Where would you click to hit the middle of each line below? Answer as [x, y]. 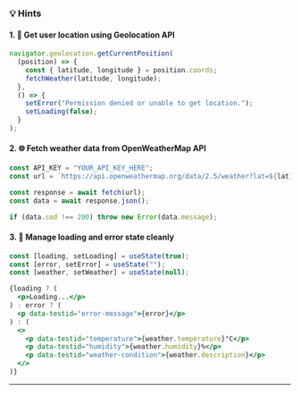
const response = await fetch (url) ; [77, 192]
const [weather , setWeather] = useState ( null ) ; [100, 272]
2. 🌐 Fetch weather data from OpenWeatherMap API [108, 148]
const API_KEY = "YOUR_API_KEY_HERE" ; [81, 168]
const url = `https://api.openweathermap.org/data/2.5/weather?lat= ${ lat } [151, 176]
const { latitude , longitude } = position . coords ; [121, 70]
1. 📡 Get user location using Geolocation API [92, 35]
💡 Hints [25, 13]
